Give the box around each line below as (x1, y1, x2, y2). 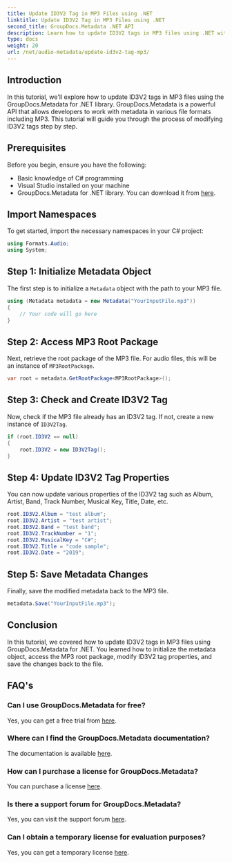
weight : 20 (7, 42, 39, 49)
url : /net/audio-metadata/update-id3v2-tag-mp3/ (7, 49, 150, 56)
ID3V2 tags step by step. (7, 122, 78, 130)
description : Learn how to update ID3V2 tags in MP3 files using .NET (7, 29, 215, 37)
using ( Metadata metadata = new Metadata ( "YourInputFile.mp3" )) (7, 297, 196, 304)
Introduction (7, 74, 62, 86)
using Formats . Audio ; (7, 240, 70, 248)
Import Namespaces (7, 208, 97, 220)
